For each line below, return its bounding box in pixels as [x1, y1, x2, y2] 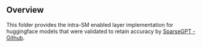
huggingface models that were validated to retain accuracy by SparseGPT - [6, 27, 196, 35]
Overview [6, 5, 44, 15]
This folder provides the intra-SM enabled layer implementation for [6, 21, 173, 28]
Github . [6, 34, 25, 42]
